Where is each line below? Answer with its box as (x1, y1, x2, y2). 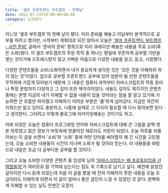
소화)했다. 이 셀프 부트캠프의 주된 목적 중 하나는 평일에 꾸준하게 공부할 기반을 (10, 50, 160, 56)
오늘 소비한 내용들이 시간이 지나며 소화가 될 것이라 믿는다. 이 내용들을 (16, 140, 151, 146)
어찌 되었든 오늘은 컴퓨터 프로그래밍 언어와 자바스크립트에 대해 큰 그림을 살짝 (5, 122, 155, 128)
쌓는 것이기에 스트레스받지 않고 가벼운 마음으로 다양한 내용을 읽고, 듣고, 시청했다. (5, 56, 163, 62)
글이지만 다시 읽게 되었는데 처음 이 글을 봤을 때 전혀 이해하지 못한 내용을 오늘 (5, 170, 155, 176)
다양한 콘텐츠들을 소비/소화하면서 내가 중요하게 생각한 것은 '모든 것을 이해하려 (5, 67, 157, 73)
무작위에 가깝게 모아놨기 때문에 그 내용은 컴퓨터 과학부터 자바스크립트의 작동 (5, 79, 154, 85)
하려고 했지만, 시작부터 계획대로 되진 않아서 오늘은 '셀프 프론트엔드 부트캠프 (14, 37, 162, 43)
